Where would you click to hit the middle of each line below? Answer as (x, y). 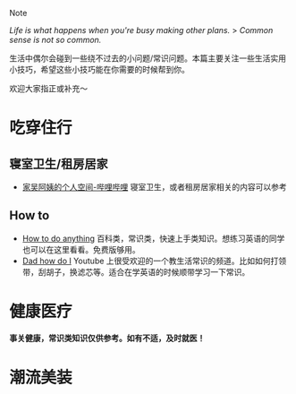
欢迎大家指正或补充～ (48, 88)
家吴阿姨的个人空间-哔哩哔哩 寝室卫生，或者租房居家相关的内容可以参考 (155, 187)
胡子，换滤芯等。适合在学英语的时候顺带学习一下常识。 (148, 271)
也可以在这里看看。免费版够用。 (81, 249)
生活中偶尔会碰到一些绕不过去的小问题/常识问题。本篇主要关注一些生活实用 (148, 58)
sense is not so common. (55, 40)
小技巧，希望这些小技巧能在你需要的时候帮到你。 (99, 69)
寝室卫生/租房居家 (59, 163)
